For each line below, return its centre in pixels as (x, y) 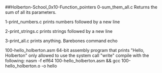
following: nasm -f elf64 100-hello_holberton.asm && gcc (63, 61)
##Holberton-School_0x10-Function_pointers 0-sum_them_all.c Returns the (81, 7)
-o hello (49, 66)
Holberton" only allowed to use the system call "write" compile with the (77, 55)
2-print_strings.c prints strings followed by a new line (59, 31)
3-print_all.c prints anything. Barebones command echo (61, 41)
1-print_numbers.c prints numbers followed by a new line (63, 22)
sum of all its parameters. (31, 12)
